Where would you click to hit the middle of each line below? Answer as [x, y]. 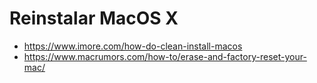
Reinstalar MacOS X [94, 18]
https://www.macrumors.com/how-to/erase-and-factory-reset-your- [165, 56]
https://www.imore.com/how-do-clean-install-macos [133, 46]
